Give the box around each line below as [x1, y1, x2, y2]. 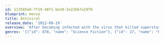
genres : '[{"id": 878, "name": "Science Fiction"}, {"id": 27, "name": [5, 29, 154, 34]
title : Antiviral [5, 16, 41, 21]
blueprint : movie [5, 12, 41, 16]
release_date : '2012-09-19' [5, 20, 62, 26]
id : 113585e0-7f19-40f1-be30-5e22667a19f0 [5, 7, 93, 12]
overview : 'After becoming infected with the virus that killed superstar [5, 25, 161, 30]
